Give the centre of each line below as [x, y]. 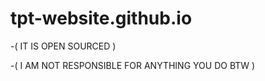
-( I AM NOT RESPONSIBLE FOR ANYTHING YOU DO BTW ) [133, 65]
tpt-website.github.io [101, 18]
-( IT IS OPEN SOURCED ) [63, 46]
